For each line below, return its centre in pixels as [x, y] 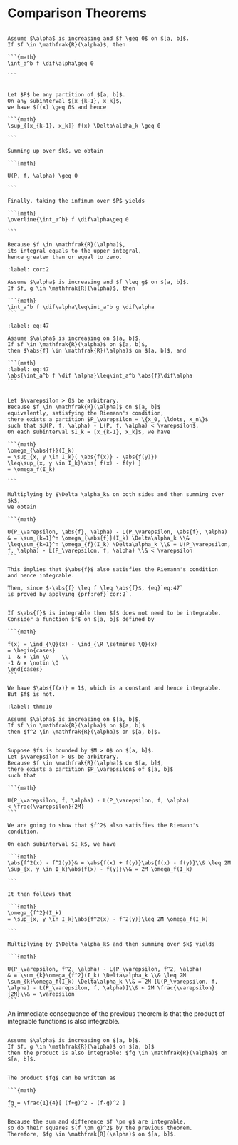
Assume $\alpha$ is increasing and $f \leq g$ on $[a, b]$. [99, 282]
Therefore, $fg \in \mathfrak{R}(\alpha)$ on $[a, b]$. [92, 1134]
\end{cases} [25, 669]
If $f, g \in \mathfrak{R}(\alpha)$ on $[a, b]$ [81, 1046]
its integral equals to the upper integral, [74, 251]
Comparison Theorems [77, 13]
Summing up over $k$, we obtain [55, 151]
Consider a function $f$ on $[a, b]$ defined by [81, 619]
